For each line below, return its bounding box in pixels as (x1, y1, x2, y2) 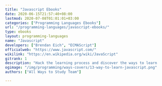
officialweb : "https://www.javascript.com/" (5, 47, 97, 52)
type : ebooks (5, 29, 32, 34)
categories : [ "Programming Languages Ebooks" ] (5, 20, 101, 25)
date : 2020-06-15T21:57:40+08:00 (5, 12, 73, 16)
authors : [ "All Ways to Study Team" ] (5, 70, 81, 74)
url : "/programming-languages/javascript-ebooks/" (5, 25, 110, 30)
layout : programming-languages (5, 34, 68, 39)
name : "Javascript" (5, 38, 45, 43)
